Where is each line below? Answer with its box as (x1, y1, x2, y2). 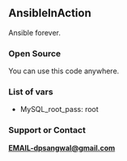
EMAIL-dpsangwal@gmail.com (8, 142, 116, 152)
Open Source (8, 47, 61, 59)
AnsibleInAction (8, 6, 91, 20)
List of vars (8, 86, 54, 97)
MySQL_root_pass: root (19, 105, 99, 114)
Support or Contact (8, 125, 87, 136)
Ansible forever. (8, 27, 61, 37)
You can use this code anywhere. (8, 66, 120, 76)
